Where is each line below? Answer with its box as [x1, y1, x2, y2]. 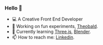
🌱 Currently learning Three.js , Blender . [11, 28, 91, 34]
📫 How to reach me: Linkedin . [11, 34, 74, 40]
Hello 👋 [4, 4, 22, 11]
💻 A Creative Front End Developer [11, 16, 83, 22]
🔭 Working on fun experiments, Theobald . [11, 23, 98, 29]
